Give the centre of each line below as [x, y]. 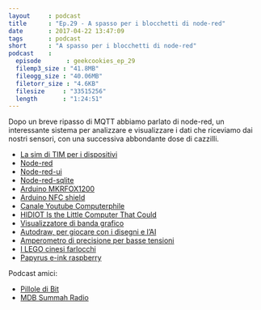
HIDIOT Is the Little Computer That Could [88, 214]
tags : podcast [45, 38]
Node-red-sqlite [47, 180]
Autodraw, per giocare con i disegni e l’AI [88, 232]
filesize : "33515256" [61, 91]
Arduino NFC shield [53, 197]
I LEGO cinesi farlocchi [58, 249]
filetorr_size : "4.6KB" [57, 83]
